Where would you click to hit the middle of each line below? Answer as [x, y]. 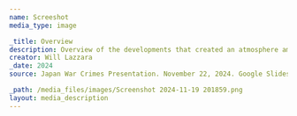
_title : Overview [41, 41]
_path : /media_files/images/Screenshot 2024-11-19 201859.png [126, 90]
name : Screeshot [39, 17]
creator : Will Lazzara [51, 58]
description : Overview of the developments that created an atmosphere [144, 49]
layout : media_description [59, 98]
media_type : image [43, 25]
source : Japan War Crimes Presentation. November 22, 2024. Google [136, 74]
